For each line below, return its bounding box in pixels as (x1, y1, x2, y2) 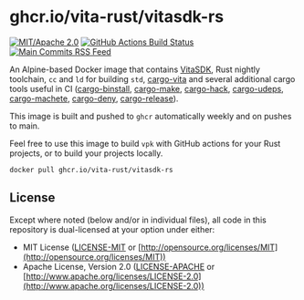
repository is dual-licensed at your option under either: (9, 223, 215, 234)
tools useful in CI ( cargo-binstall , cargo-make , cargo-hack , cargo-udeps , (9, 83, 285, 94)
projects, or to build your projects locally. (9, 148, 163, 159)
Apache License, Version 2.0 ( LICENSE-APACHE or (22, 261, 215, 272)
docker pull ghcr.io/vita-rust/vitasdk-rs (9, 165, 173, 174)
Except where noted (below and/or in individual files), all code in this (9, 214, 267, 225)
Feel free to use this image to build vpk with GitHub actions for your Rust (9, 138, 281, 149)
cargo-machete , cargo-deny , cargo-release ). (9, 93, 179, 104)
